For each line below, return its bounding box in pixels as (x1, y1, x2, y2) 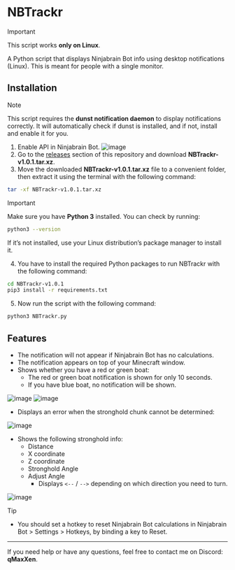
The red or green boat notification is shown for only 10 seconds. (27, 373, 213, 381)
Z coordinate (27, 457, 65, 465)
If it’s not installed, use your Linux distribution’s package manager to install (7, 238, 222, 247)
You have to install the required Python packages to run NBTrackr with (17, 259, 220, 268)
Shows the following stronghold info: (17, 434, 124, 443)
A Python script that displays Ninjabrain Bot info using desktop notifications (7, 54, 225, 63)
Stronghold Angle (27, 464, 79, 473)
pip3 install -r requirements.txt (7, 287, 108, 294)
